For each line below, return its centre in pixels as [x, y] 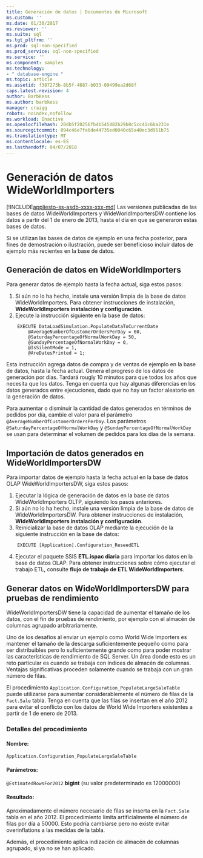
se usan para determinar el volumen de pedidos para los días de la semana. [101, 434]
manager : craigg [27, 108]
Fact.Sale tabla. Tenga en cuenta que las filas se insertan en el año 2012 [97, 700]
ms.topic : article [29, 79]
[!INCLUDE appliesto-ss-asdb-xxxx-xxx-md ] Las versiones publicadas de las [101, 207]
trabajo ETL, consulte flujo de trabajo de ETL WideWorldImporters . [100, 569]
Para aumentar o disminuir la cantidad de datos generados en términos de [99, 408]
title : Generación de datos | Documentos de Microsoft [77, 12]
